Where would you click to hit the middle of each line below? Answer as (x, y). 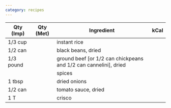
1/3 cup (17, 42)
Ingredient (102, 30)
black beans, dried (79, 50)
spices (65, 73)
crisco (64, 98)
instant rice (70, 42)
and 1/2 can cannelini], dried (91, 65)
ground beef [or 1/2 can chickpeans (100, 58)
